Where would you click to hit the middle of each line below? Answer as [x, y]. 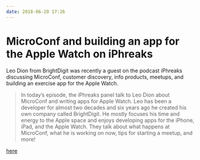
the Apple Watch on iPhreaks [80, 54]
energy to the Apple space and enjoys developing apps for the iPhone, [107, 120]
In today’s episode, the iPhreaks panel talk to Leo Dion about [95, 95]
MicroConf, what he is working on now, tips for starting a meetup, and [107, 133]
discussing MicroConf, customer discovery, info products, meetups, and [95, 77]
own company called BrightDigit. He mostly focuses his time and [100, 113]
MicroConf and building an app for [93, 41]
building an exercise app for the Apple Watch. [62, 83]
